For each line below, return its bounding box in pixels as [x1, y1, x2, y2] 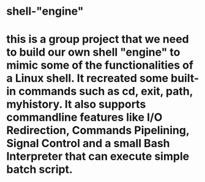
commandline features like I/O [6, 110, 163, 124]
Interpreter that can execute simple [6, 150, 190, 164]
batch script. [6, 162, 73, 176]
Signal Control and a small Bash [6, 137, 170, 151]
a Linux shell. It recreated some [6, 72, 169, 85]
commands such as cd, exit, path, [18, 85, 193, 99]
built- [170, 72, 199, 85]
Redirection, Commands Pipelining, [6, 124, 190, 137]
